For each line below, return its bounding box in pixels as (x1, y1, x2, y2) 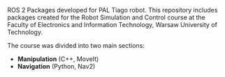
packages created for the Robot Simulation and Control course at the (7, 13, 205, 22)
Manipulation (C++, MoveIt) (17, 55, 99, 63)
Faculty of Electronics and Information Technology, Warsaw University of (7, 21, 218, 28)
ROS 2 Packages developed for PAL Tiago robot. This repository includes (7, 6, 218, 14)
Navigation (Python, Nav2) (17, 62, 96, 70)
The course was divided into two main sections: (7, 42, 145, 49)
